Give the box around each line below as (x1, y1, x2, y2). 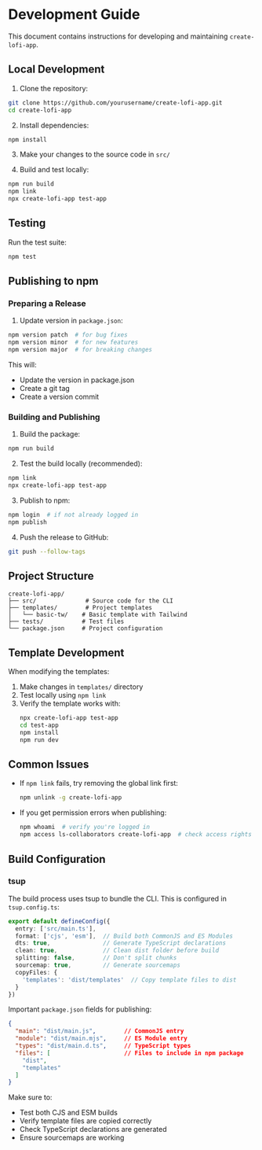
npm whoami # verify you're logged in (19, 824, 151, 831)
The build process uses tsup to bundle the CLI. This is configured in (8, 894, 227, 903)
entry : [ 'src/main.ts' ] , (15, 924, 96, 933)
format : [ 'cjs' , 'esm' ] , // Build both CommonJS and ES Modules (15, 932, 234, 940)
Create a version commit (19, 392, 100, 401)
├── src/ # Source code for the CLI (8, 597, 174, 605)
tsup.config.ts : (8, 902, 60, 912)
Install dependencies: (19, 120, 89, 130)
